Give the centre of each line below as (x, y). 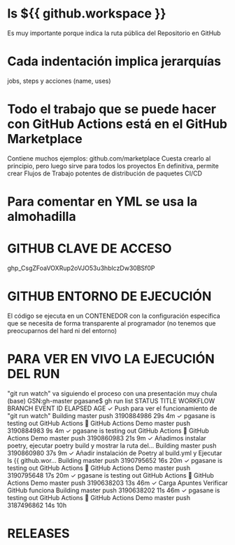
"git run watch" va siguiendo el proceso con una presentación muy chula (112, 393)
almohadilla (42, 217)
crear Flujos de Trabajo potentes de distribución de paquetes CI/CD (105, 173)
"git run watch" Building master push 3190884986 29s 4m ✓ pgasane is (111, 415)
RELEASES (38, 533)
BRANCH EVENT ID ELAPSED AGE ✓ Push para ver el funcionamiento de (112, 408)
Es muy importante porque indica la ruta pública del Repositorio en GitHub (114, 33)
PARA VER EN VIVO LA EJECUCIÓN (111, 359)
